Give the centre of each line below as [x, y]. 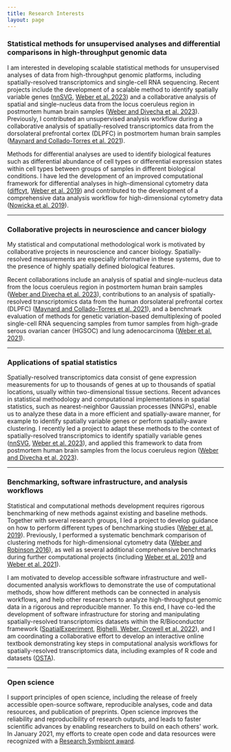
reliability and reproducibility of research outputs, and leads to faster [104, 719]
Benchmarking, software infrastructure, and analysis [97, 482]
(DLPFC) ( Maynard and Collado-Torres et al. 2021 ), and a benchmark [104, 309]
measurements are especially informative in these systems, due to [127, 259]
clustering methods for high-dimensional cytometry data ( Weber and [104, 542]
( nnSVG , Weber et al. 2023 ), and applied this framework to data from [105, 443]
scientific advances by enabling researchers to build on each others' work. [113, 726]
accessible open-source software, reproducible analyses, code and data [110, 704]
